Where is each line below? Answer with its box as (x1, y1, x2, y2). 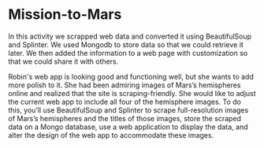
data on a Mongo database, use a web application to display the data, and (8, 122, 248, 131)
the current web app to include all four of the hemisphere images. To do (8, 97, 242, 106)
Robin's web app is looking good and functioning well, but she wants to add (8, 72, 255, 81)
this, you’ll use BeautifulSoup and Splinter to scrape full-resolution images (8, 105, 249, 115)
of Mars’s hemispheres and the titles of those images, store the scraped (8, 113, 242, 123)
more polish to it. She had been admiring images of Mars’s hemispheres (8, 80, 241, 90)
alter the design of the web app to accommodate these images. (8, 130, 214, 139)
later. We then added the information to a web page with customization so (8, 48, 248, 57)
